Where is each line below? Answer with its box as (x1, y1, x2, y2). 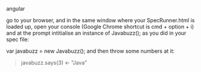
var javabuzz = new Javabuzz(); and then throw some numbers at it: (6, 47, 175, 55)
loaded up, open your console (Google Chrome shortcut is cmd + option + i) (6, 23, 194, 30)
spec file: (6, 36, 29, 43)
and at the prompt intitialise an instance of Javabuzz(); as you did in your (6, 29, 187, 37)
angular (6, 5, 25, 12)
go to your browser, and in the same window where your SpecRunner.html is (6, 17, 195, 23)
